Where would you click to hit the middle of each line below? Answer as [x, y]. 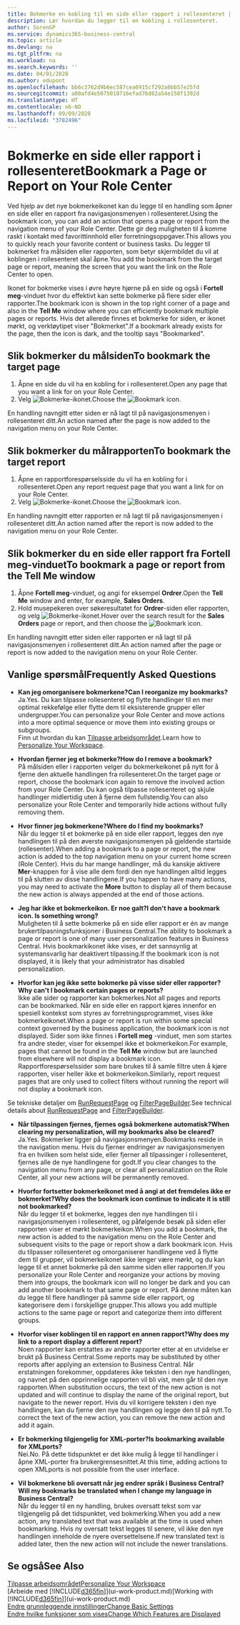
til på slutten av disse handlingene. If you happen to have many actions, [122, 879]
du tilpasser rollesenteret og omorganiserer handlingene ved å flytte [118, 1251]
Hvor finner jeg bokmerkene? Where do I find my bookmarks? [110, 826]
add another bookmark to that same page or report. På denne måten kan [125, 1289]
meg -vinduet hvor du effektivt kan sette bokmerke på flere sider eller [109, 295]
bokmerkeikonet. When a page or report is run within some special [115, 1020]
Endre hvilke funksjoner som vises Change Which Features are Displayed [114, 1614]
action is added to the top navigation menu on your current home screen [124, 856]
